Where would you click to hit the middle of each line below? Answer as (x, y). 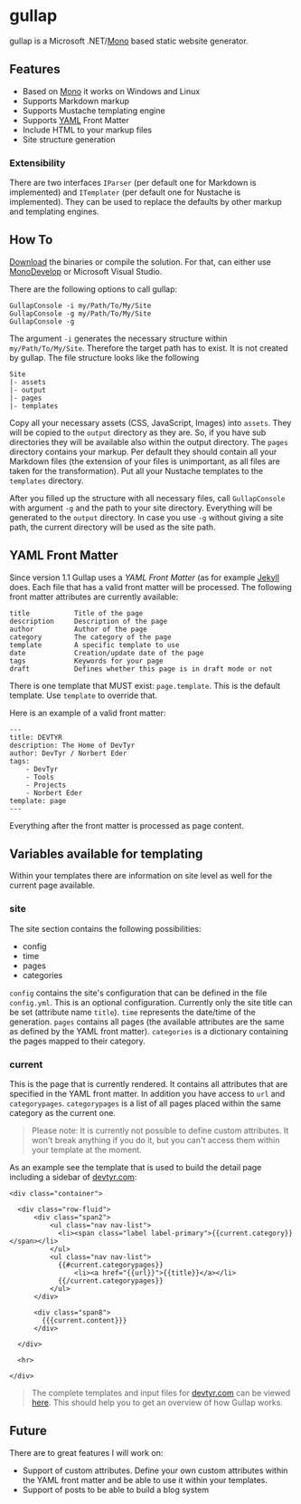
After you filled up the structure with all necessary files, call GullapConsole (147, 498)
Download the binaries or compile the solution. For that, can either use (140, 262)
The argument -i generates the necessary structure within (118, 338)
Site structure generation (69, 139)
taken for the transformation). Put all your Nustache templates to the (136, 471)
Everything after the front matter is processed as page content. (127, 825)
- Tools (40, 777)
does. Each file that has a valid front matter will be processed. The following (150, 587)
